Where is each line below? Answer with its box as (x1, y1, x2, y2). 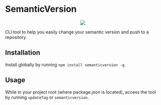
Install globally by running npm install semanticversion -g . (5, 62, 126, 68)
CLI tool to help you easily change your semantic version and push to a (5, 29, 149, 35)
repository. (5, 34, 27, 40)
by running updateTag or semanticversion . (5, 94, 89, 100)
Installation (5, 48, 40, 57)
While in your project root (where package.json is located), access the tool (5, 89, 156, 95)
